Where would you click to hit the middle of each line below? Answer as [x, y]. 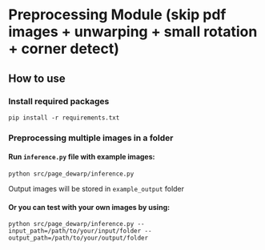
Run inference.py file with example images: [82, 157]
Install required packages [59, 101]
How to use [37, 78]
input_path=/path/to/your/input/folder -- [80, 231]
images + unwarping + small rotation [133, 32]
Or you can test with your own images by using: [89, 207]
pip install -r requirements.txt [64, 118]
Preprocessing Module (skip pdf [117, 15]
